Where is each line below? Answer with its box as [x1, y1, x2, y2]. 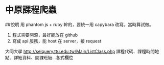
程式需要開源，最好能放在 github [12, 32, 78, 38]
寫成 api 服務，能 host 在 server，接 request [12, 38, 102, 44]
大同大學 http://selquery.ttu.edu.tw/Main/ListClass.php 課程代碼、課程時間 [5, 48, 155, 54]
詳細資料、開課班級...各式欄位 [13, 54, 73, 60]
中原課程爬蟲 [5, 4, 57, 16]
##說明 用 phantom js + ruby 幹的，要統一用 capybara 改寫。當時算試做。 [5, 22, 154, 27]
